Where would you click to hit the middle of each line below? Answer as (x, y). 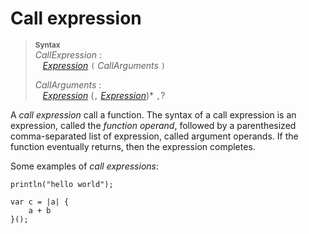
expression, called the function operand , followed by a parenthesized (153, 125)
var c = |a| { (40, 202)
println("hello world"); (62, 184)
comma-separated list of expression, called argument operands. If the (154, 136)
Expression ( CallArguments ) (104, 65)
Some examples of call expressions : (84, 166)
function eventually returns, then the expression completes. (133, 146)
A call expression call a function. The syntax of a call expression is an (153, 114)
